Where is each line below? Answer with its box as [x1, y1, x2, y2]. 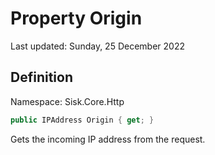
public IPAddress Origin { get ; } [10, 115, 155, 125]
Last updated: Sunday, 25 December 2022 [10, 40, 185, 52]
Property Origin [10, 7, 143, 30]
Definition [10, 69, 73, 86]
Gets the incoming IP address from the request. [10, 133, 206, 145]
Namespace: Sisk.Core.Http [10, 95, 125, 107]
